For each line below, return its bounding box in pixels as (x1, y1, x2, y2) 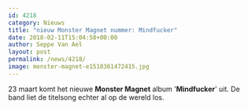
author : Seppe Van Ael (8, 41, 83, 49)
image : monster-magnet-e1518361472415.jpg (8, 63, 150, 71)
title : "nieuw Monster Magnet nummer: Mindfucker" (8, 26, 178, 34)
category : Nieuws (8, 19, 65, 27)
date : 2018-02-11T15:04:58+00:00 (8, 33, 118, 42)
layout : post (8, 48, 51, 56)
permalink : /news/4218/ (8, 56, 87, 64)
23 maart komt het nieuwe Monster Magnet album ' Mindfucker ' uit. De (8, 84, 240, 93)
